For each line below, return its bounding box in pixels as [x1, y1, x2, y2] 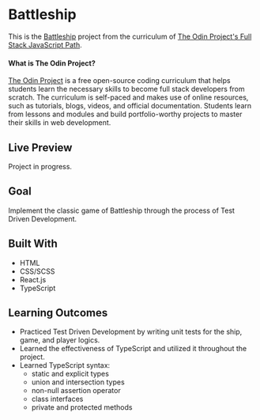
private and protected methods [31, 403, 133, 412]
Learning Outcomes [8, 306, 108, 320]
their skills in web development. [8, 118, 111, 127]
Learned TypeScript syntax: [19, 361, 111, 370]
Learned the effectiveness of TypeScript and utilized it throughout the [19, 344, 247, 354]
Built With [8, 237, 58, 251]
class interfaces [31, 394, 84, 404]
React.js [19, 274, 47, 284]
